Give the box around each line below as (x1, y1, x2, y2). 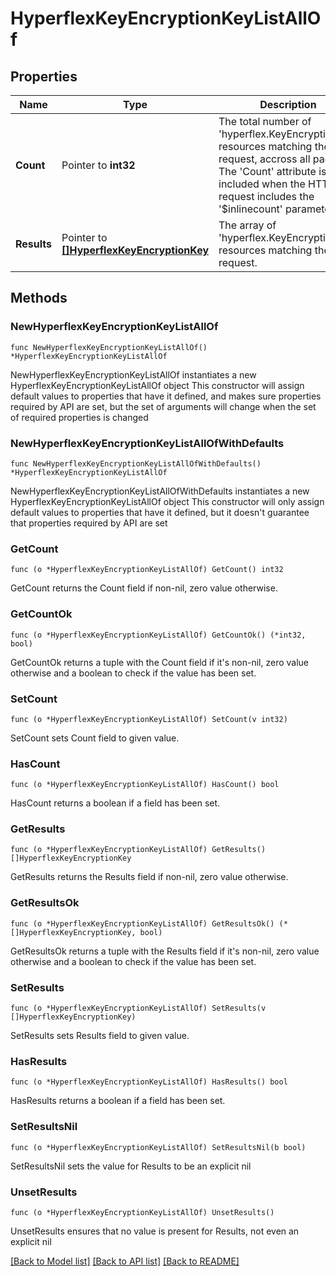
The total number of (218, 115, 312, 128)
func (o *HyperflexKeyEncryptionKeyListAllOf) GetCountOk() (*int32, (10, 630, 307, 640)
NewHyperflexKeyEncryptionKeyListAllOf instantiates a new (10, 368, 257, 381)
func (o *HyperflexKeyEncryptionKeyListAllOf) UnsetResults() (10, 1207, 275, 1217)
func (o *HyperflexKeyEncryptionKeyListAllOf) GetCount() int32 (10, 565, 284, 575)
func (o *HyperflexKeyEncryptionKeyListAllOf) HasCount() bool (10, 780, 280, 790)
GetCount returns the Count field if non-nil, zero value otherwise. (10, 582, 278, 594)
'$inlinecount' (218, 202, 283, 216)
